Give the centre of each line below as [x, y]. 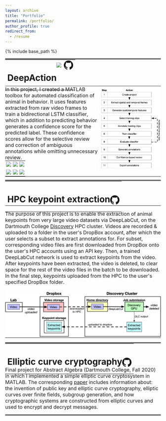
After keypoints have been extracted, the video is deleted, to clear [82, 263]
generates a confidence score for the [48, 126]
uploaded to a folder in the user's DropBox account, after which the [83, 232]
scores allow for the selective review [47, 139]
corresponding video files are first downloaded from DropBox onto [82, 244]
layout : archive [22, 10]
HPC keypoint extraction [59, 200]
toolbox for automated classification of [50, 96]
